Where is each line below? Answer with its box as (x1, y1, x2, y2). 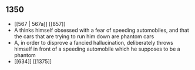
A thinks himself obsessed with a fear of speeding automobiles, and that (14, 26, 189, 34)
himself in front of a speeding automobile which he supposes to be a (14, 45, 180, 52)
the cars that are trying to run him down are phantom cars (14, 32, 154, 40)
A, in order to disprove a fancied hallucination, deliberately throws (14, 39, 174, 46)
